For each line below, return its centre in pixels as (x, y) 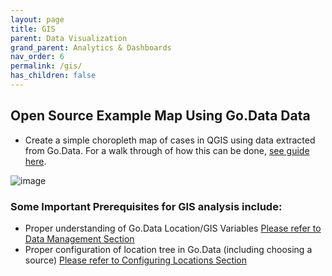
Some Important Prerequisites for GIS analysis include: (146, 206)
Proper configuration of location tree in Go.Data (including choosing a (168, 249)
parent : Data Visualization (69, 38)
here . (35, 161)
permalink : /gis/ (46, 66)
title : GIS (33, 29)
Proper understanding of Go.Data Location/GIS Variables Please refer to (173, 228)
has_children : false (53, 76)
